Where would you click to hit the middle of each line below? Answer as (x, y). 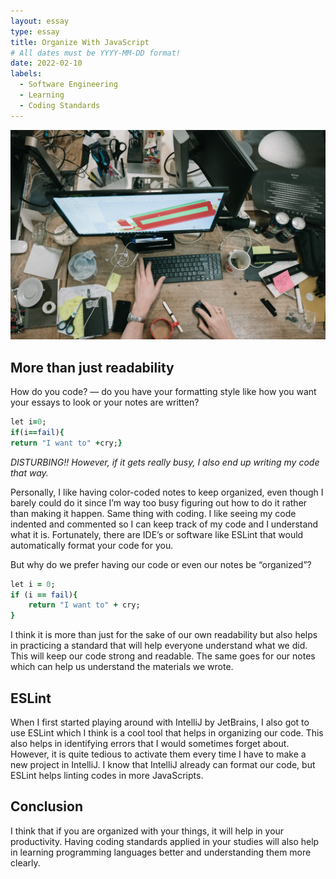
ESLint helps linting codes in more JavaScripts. (107, 776)
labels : (26, 74)
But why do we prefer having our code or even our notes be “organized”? (161, 564)
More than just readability (92, 367)
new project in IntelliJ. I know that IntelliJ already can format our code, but (163, 765)
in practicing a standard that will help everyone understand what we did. (159, 646)
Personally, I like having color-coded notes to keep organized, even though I (167, 492)
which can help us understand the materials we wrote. (122, 667)
